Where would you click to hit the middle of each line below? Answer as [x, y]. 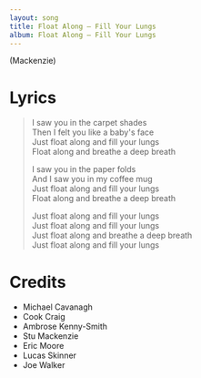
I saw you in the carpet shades [89, 123]
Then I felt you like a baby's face [93, 132]
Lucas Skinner [50, 355]
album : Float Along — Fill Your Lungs [83, 35]
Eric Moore [43, 346]
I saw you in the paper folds [84, 169]
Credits [38, 282]
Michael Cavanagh [58, 307]
